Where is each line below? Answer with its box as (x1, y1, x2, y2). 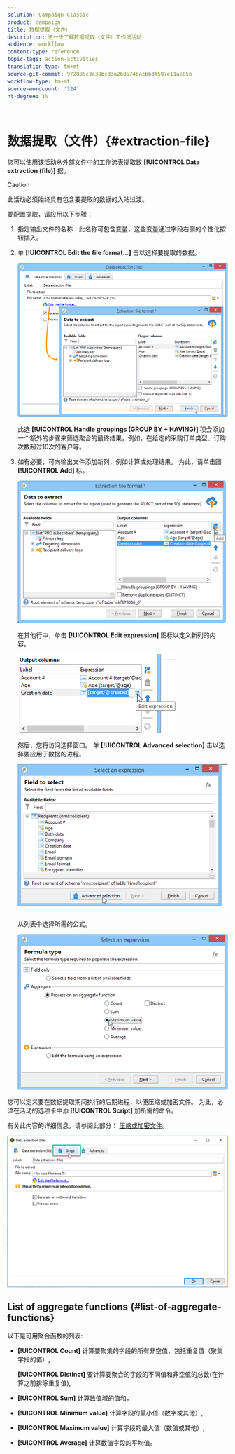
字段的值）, (17, 1355, 50, 1364)
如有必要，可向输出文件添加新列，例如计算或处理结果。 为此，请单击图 (17, 457, 222, 466)
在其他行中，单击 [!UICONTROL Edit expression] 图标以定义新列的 (17, 631, 210, 639)
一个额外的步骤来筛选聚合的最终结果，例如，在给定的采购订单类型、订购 (17, 433, 226, 442)
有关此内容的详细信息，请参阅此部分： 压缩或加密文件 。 (7, 1122, 169, 1130)
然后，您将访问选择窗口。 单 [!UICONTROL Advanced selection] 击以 (17, 740, 219, 749)
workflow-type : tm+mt (7, 78, 71, 85)
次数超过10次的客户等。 (17, 442, 86, 451)
